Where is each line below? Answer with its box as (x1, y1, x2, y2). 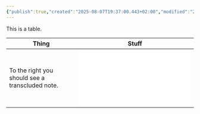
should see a (9, 73, 45, 82)
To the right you (9, 66, 54, 75)
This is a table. (6, 25, 42, 32)
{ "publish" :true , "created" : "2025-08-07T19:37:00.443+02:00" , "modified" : (6, 8, 190, 15)
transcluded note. (9, 81, 58, 90)
